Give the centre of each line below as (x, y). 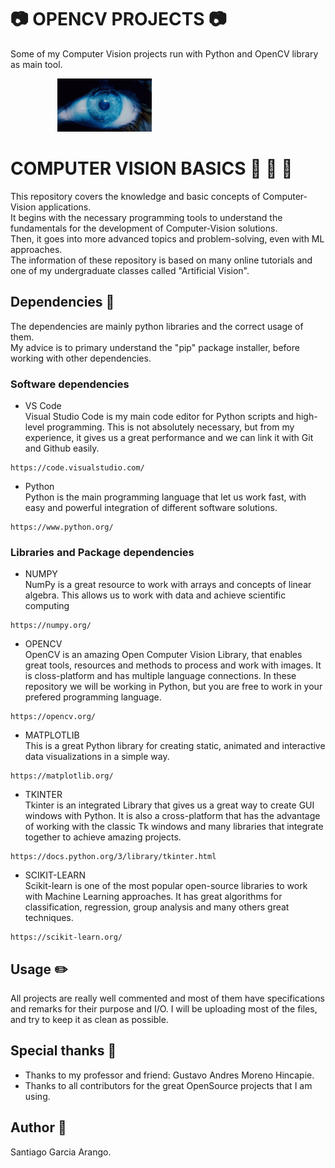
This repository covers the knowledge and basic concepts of (135, 196)
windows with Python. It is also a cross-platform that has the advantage (172, 816)
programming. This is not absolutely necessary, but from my (170, 427)
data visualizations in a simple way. (97, 757)
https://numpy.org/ (51, 626)
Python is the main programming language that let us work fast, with (165, 497)
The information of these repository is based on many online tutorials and (161, 260)
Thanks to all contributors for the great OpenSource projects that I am (168, 1085)
